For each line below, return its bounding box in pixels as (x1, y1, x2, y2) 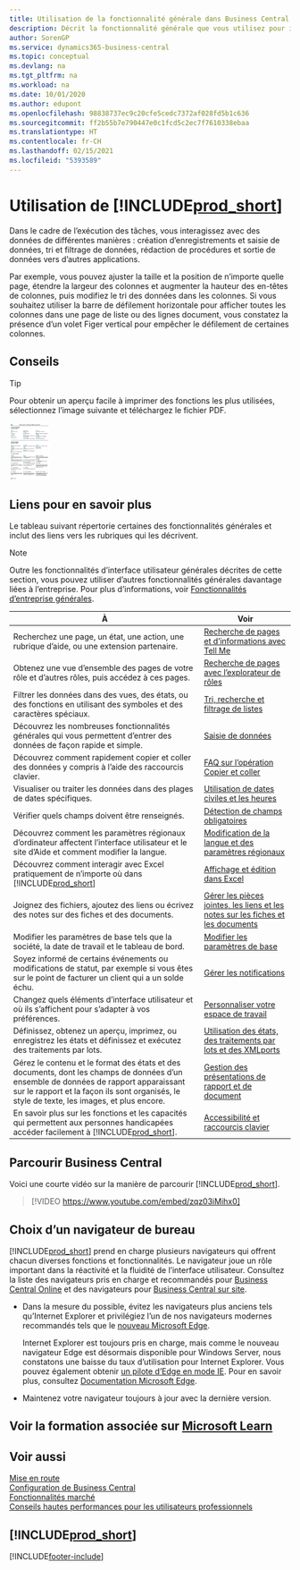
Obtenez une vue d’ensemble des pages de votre (12, 662, 194, 673)
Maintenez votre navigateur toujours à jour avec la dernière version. (21, 1392, 271, 1404)
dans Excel (204, 873, 244, 884)
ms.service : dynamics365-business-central (9, 43, 170, 52)
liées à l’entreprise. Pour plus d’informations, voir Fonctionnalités (9, 584, 247, 595)
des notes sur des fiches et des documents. (12, 909, 174, 921)
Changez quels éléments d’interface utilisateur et (12, 994, 194, 1006)
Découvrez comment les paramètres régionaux (12, 827, 186, 838)
